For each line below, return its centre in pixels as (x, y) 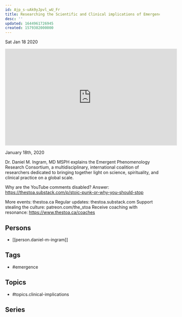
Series (15, 309)
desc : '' (14, 19)
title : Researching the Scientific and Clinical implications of (73, 14)
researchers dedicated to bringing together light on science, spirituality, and (82, 173)
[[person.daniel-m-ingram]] (40, 239)
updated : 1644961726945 (29, 23)
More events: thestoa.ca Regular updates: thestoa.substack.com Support (79, 202)
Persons (18, 228)
